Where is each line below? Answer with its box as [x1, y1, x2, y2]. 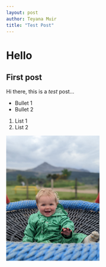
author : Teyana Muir [6, 15, 57, 22]
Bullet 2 [14, 106, 34, 113]
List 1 [14, 117, 28, 125]
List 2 [14, 124, 28, 131]
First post [6, 72, 43, 82]
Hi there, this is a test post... [6, 88, 75, 95]
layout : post [6, 10, 38, 15]
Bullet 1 [14, 100, 33, 107]
